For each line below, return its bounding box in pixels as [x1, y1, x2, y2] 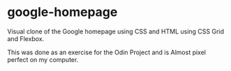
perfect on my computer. [7, 55, 79, 63]
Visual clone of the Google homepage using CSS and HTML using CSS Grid [7, 27, 225, 35]
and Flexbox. [7, 34, 45, 42]
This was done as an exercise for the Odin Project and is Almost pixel [7, 48, 206, 56]
